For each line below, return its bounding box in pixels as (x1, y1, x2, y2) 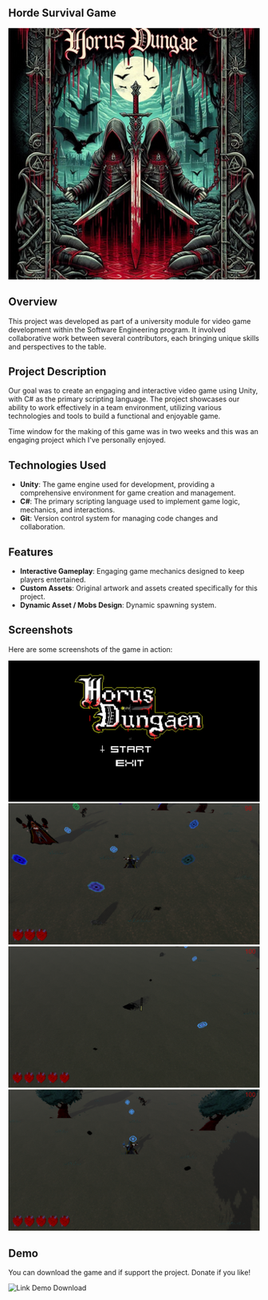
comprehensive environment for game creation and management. (19, 488, 236, 498)
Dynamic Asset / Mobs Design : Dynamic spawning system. (19, 600, 217, 610)
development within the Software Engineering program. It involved (8, 325, 226, 334)
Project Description (8, 365, 107, 378)
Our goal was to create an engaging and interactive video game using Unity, (8, 386, 258, 396)
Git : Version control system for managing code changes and (19, 514, 219, 524)
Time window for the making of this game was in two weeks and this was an (8, 427, 259, 437)
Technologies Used (8, 458, 106, 472)
